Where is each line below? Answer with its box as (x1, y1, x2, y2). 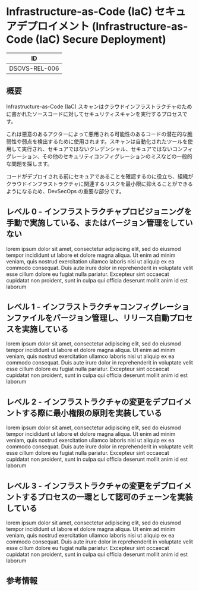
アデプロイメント (6, 20, 90, 33)
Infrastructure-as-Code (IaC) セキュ (6, 5, 186, 18)
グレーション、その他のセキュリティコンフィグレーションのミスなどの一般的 (6, 152, 193, 160)
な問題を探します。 (6, 160, 53, 167)
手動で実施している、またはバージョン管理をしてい (6, 218, 193, 228)
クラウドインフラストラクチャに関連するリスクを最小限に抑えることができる (6, 180, 193, 187)
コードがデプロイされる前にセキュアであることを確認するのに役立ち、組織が (6, 172, 194, 180)
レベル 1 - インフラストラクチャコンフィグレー (6, 301, 174, 312)
